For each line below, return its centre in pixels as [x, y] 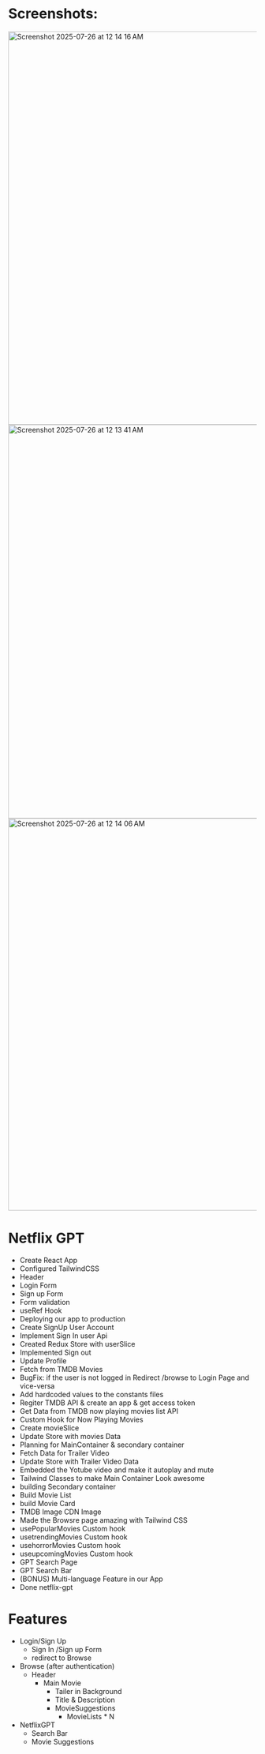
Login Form [38, 1285]
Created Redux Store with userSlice [77, 1344]
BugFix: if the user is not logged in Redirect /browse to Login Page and [134, 1377]
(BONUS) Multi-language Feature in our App [91, 1579]
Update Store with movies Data [70, 1436]
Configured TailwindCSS [60, 1269]
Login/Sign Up [43, 1641]
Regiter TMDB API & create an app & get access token [107, 1403]
